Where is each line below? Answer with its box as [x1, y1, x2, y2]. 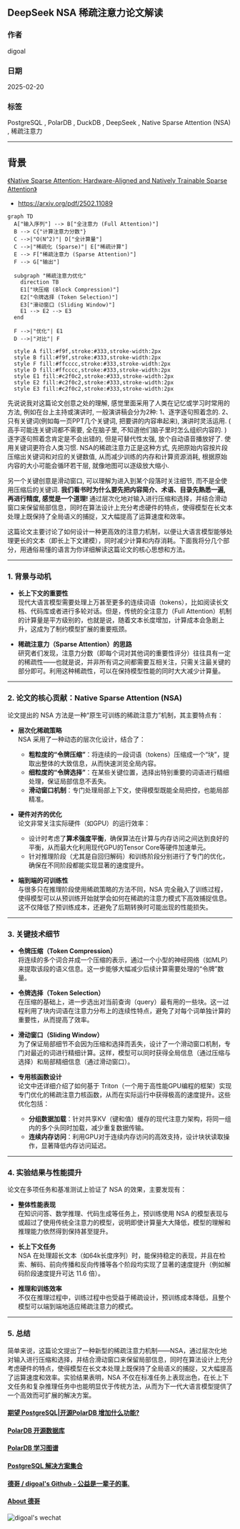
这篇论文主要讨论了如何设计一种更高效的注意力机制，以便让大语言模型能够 [7, 527, 226, 536]
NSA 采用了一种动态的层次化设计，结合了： [17, 734, 146, 743]
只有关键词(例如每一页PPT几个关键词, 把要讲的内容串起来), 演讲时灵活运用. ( [7, 417, 231, 425]
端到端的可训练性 [17, 876, 69, 885]
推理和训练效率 [17, 1285, 62, 1293]
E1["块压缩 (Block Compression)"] [20, 287, 120, 294]
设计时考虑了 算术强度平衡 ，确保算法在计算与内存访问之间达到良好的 [28, 834, 229, 842]
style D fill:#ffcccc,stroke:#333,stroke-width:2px [14, 367, 171, 374]
